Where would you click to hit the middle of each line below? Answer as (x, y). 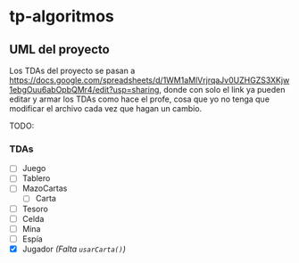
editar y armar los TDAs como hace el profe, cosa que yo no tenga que (140, 99)
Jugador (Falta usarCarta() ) (74, 249)
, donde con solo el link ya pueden (222, 90)
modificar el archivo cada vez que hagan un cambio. (106, 108)
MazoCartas (45, 188)
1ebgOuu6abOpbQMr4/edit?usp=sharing (84, 90)
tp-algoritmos (62, 16)
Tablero (36, 178)
